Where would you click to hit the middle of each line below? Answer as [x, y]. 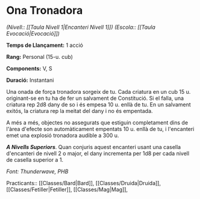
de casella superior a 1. [35, 159]
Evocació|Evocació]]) [33, 33]
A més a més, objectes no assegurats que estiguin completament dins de [97, 122]
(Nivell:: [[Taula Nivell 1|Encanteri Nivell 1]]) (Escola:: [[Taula [81, 27]
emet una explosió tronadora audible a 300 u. [63, 135]
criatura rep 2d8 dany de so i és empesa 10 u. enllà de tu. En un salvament [98, 104]
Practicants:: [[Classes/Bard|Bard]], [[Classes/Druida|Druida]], [84, 183]
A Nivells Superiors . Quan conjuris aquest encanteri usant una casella [94, 147]
